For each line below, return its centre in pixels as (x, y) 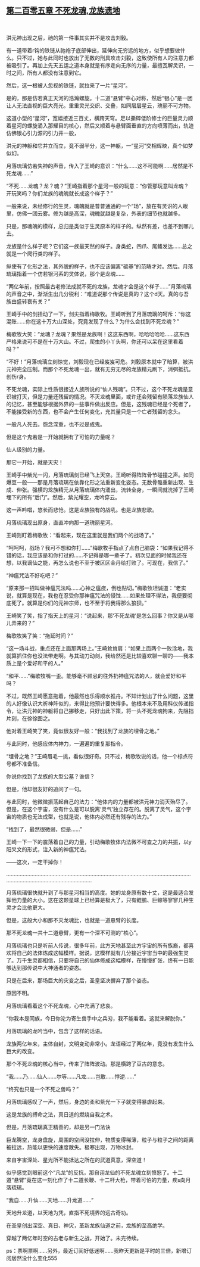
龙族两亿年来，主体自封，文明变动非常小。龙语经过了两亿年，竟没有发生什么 (100, 1044)
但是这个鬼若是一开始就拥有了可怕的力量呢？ (61, 437)
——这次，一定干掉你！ (35, 862)
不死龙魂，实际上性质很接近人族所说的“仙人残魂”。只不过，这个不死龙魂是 (97, 389)
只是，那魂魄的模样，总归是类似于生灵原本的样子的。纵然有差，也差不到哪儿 (100, 226)
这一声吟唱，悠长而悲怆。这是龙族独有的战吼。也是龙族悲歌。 (82, 510)
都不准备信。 (27, 764)
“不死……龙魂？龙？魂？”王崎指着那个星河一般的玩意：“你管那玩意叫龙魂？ (98, 186)
